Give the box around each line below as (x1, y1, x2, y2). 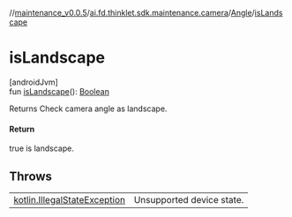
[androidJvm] (9, 77, 59, 87)
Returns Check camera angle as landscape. (9, 103, 168, 114)
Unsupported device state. (133, 193, 244, 206)
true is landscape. (9, 143, 75, 153)
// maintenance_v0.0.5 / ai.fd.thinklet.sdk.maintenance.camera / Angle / (9, 8, 256, 18)
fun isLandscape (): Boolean (9, 86, 110, 96)
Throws (9, 168, 53, 183)
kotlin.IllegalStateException (13, 193, 126, 206)
